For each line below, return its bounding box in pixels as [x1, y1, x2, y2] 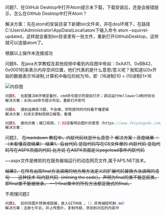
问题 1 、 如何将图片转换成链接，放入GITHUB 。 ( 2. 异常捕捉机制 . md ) [5, 201, 125, 206]
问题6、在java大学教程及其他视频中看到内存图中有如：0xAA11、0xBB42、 [5, 61, 155, 66]
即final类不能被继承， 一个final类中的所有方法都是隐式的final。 [5, 180, 132, 187]
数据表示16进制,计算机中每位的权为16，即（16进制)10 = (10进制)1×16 [13, 73, 152, 79]
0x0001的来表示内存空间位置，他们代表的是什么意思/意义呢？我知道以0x [5, 67, 153, 73]
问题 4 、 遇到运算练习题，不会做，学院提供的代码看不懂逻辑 [5, 107, 109, 112]
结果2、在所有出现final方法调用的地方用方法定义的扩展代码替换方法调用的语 [5, 168, 160, 174]
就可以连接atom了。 [5, 40, 46, 46]
